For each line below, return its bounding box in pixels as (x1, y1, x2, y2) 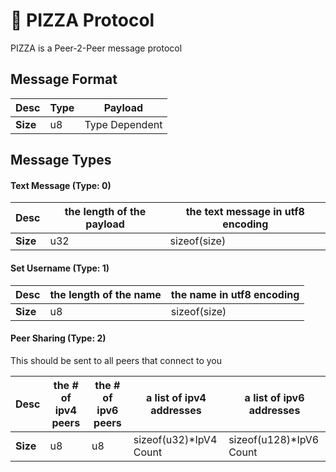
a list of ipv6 (244, 390, 305, 404)
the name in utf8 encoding (170, 287, 300, 301)
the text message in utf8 (185, 205, 305, 219)
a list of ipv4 (145, 390, 207, 404)
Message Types (10, 152, 112, 169)
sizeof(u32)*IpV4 (133, 432, 218, 446)
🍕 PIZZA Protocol (10, 9, 155, 32)
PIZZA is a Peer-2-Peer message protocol (10, 42, 183, 54)
